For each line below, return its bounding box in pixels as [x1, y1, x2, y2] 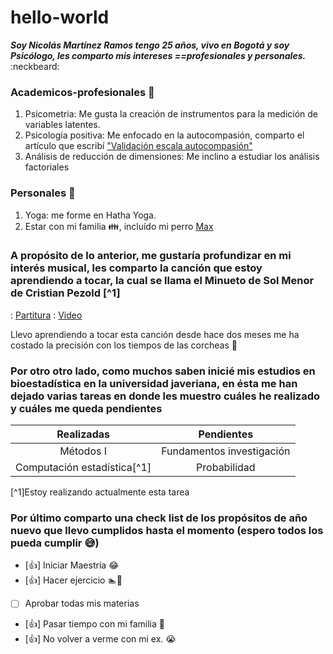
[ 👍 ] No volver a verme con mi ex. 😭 [24, 633, 177, 645]
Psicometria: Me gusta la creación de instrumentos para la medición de [24, 108, 319, 120]
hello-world [10, 6, 110, 29]
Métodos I [59, 444, 108, 458]
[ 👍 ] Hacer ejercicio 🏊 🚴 [24, 574, 123, 586]
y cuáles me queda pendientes [10, 401, 163, 415]
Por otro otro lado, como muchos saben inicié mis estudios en [10, 364, 316, 378]
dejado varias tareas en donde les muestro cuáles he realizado [10, 389, 321, 403]
